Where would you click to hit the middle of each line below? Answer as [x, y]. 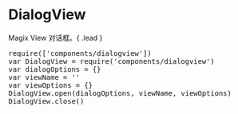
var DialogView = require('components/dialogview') [112, 61]
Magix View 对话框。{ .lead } [56, 37]
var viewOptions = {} [51, 85]
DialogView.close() [46, 101]
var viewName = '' [44, 77]
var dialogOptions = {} [55, 69]
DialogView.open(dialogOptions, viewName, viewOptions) [120, 93]
